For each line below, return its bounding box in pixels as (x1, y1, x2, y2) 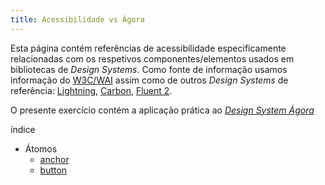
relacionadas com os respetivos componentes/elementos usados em (10, 52, 295, 65)
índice (10, 123, 36, 135)
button (39, 164, 68, 176)
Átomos (24, 142, 58, 155)
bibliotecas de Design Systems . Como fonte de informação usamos (10, 63, 288, 75)
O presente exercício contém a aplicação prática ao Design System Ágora (10, 104, 315, 116)
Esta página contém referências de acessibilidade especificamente (10, 42, 287, 54)
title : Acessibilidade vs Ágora (10, 14, 145, 25)
